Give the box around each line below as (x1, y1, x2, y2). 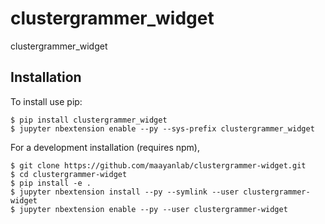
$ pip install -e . (10, 178, 92, 188)
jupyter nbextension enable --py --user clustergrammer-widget (19, 204, 288, 214)
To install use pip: (10, 95, 83, 107)
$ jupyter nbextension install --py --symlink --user (10, 187, 240, 197)
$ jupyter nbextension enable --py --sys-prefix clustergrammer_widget (10, 123, 315, 134)
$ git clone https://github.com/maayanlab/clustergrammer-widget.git (10, 160, 307, 171)
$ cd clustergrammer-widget (10, 169, 128, 179)
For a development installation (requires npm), (10, 141, 201, 153)
